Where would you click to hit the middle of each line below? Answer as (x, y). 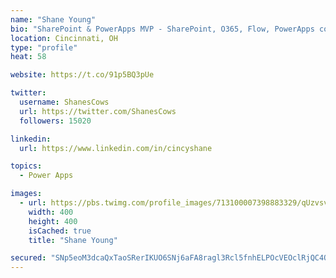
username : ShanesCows (64, 102)
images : (26, 194)
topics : (26, 166)
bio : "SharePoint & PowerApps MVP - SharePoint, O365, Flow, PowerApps (162, 29)
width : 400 (51, 212)
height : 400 (53, 221)
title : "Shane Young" (73, 240)
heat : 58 (28, 57)
